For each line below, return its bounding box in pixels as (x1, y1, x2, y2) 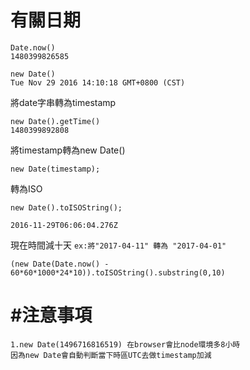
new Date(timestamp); (10, 164, 101, 174)
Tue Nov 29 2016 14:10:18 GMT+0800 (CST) (10, 77, 186, 88)
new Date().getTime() (10, 116, 101, 126)
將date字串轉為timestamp (10, 96, 117, 108)
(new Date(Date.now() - (10, 259, 110, 269)
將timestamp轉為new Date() (10, 144, 126, 156)
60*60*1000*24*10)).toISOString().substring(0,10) (10, 267, 226, 278)
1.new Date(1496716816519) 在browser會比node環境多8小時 (10, 339, 241, 350)
